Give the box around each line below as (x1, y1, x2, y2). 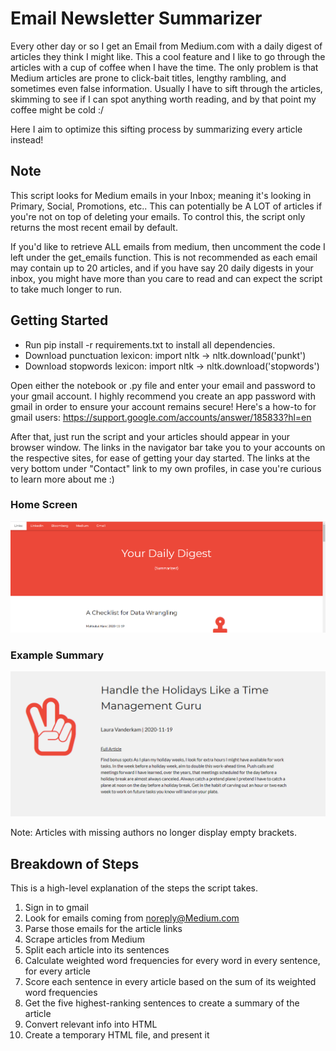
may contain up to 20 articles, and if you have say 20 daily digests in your (10, 262, 314, 274)
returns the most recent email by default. (10, 221, 178, 233)
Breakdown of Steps (10, 855, 140, 872)
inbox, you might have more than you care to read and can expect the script (10, 272, 323, 284)
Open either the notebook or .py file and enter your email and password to (10, 379, 316, 391)
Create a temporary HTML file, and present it (24, 1029, 210, 1041)
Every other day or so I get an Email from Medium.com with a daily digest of (10, 40, 323, 52)
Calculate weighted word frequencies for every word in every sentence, (24, 955, 321, 967)
